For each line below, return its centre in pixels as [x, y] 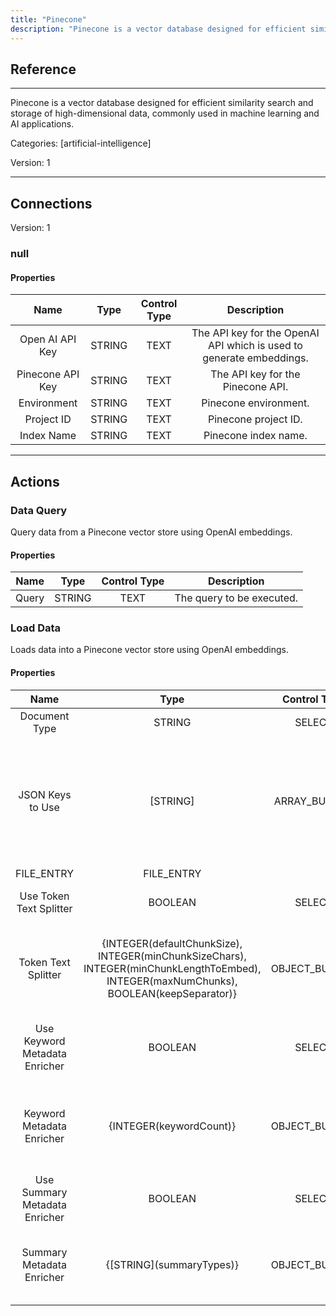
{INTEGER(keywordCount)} [172, 1126]
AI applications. [42, 124]
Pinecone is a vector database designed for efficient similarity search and [162, 103]
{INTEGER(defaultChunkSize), [172, 943]
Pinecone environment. [255, 403]
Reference [43, 69]
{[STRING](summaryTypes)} [172, 1264]
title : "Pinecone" [48, 19]
